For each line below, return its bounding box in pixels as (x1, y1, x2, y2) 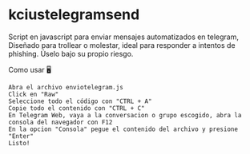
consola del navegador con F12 (8, 118, 113, 126)
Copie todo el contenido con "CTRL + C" (8, 104, 146, 113)
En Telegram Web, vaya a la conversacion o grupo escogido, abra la (8, 111, 242, 119)
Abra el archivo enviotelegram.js (8, 83, 124, 91)
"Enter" (8, 132, 34, 140)
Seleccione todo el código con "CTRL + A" (8, 97, 152, 105)
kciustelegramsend (8, 6, 140, 24)
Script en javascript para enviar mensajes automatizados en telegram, (8, 32, 239, 41)
